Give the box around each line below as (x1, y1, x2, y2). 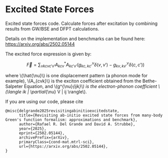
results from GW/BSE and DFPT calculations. (5, 25, 99, 31)
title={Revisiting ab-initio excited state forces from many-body (18, 113, 163, 118)
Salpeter (5, 83, 23, 89)
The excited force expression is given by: (5, 51, 92, 57)
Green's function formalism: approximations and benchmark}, (5, 117, 138, 122)
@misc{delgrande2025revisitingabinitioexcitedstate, (5, 108, 120, 114)
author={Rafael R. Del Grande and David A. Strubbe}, (18, 122, 136, 127)
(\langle (5, 89, 22, 95)
